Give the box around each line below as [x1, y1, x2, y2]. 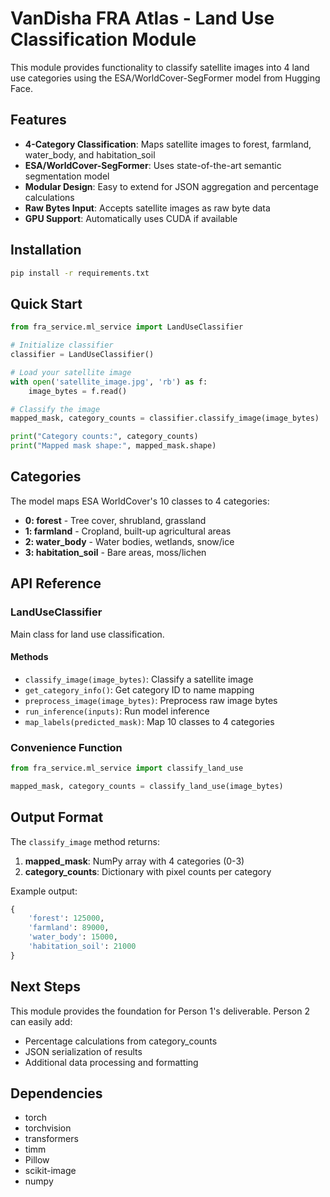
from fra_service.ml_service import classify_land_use [10, 763, 244, 773]
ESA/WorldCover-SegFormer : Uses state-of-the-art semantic [24, 159, 282, 171]
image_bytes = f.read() [28, 386, 128, 396]
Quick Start [10, 295, 83, 312]
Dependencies [10, 1085, 103, 1102]
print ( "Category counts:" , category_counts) [10, 432, 199, 442]
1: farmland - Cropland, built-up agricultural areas [24, 525, 232, 537]
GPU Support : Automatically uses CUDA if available [24, 212, 238, 224]
